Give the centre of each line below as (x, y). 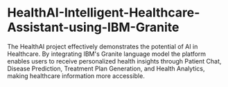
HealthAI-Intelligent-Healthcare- (104, 13)
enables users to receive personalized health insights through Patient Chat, (114, 61)
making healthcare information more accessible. (76, 76)
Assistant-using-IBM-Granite (93, 27)
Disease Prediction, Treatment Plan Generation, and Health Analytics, (106, 68)
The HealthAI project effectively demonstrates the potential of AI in (103, 46)
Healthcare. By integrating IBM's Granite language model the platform (107, 54)
